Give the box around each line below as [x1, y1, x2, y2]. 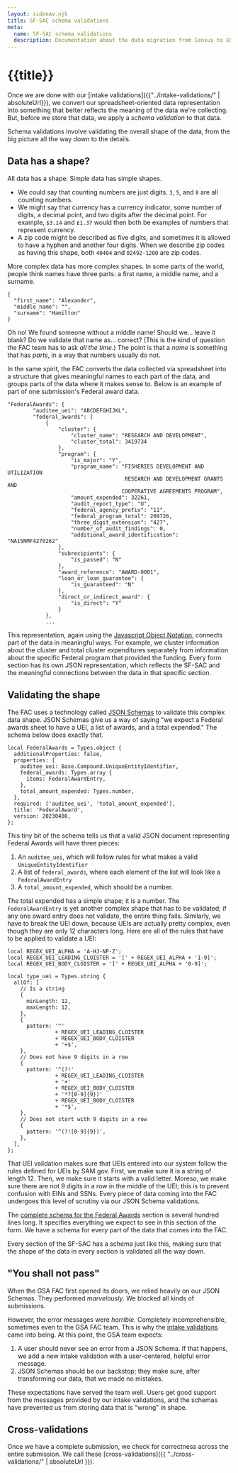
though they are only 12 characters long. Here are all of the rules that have [7, 926, 225, 935]
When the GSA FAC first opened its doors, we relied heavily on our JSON [7, 1286, 220, 1295]
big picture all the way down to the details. [7, 135, 131, 143]
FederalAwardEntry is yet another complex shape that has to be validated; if [7, 904, 227, 912]
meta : [7, 23, 23, 31]
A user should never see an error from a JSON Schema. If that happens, [17, 1344, 228, 1352]
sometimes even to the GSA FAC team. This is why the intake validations [7, 1323, 218, 1331]
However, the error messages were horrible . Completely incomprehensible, [7, 1315, 227, 1324]
